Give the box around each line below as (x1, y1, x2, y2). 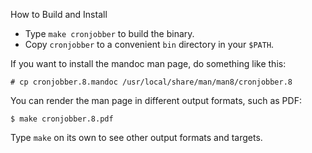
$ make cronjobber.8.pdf (10, 114, 114, 124)
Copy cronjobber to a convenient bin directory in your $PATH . (24, 39, 275, 50)
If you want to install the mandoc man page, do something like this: (10, 58, 287, 69)
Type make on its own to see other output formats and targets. (10, 132, 263, 143)
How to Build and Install (10, 9, 108, 20)
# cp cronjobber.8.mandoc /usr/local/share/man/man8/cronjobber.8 (10, 77, 293, 87)
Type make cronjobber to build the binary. (24, 28, 195, 39)
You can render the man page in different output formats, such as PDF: (10, 95, 302, 106)
